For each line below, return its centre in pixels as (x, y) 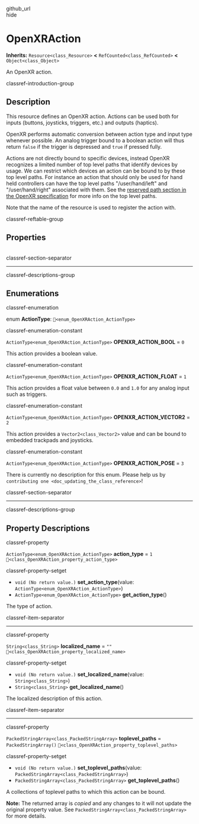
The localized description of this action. (54, 698)
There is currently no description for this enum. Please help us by (86, 475)
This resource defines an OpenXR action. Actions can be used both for (92, 116)
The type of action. (29, 606)
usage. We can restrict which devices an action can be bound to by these (96, 171)
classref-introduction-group (40, 83)
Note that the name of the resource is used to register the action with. (91, 207)
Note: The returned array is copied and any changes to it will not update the (99, 803)
